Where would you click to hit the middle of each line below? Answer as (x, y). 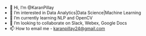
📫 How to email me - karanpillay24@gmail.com (57, 28)
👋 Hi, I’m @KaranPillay (32, 8)
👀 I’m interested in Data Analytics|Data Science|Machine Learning (75, 13)
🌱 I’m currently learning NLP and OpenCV (51, 18)
